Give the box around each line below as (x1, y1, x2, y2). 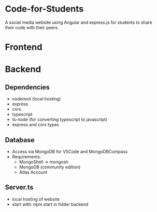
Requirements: (12, 154, 41, 160)
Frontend (5, 42, 43, 53)
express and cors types (12, 122, 59, 128)
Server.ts (5, 183, 34, 192)
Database (5, 136, 35, 144)
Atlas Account (19, 169, 47, 175)
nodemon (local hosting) (12, 96, 61, 102)
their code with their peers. (5, 24, 59, 30)
